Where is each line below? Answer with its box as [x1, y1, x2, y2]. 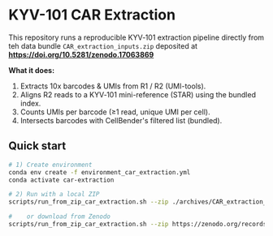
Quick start [8, 139, 67, 153]
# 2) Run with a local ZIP [8, 191, 100, 199]
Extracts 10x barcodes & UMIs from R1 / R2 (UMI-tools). [19, 81, 206, 91]
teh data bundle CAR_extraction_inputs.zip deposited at [8, 41, 197, 50]
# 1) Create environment [8, 161, 93, 169]
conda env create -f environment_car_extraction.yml [8, 168, 191, 176]
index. [19, 98, 41, 108]
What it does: [8, 65, 55, 75]
